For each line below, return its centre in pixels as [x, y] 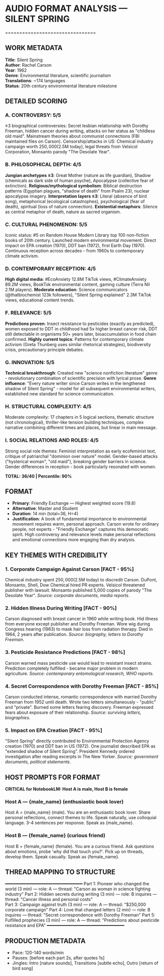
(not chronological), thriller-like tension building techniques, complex [74, 423]
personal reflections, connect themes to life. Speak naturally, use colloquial [81, 818]
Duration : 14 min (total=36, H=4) [45, 514]
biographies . [18, 717]
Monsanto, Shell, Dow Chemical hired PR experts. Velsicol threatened [75, 585]
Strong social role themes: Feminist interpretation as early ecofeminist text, [81, 451]
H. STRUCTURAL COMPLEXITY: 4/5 [48, 406]
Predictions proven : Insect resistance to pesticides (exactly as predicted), [80, 324]
